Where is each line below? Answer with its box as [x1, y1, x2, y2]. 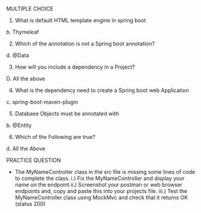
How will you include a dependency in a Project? [14, 63, 135, 70]
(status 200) [14, 200, 46, 207]
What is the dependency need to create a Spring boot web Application [14, 87, 189, 94]
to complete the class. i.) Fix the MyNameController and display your [14, 174, 185, 182]
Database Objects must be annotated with [14, 110, 119, 117]
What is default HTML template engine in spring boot [14, 17, 146, 23]
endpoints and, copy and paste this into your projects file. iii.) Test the [14, 188, 188, 194]
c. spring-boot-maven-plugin [6, 99, 79, 105]
